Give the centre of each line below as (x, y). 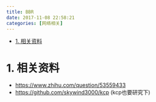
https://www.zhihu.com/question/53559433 (70, 85)
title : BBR (20, 12)
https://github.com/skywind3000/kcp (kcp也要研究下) (83, 92)
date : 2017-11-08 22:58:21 (41, 18)
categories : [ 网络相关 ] (34, 23)
